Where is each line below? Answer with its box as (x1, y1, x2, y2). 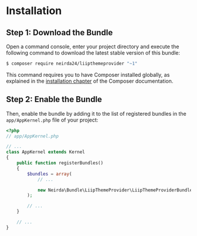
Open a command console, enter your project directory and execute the (6, 43, 179, 50)
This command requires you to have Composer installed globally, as (6, 71, 170, 78)
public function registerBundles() (16, 160, 104, 166)
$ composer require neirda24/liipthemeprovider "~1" (6, 60, 138, 66)
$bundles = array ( (27, 171, 72, 177)
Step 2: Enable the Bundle (6, 95, 103, 104)
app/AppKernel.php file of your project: (6, 116, 98, 123)
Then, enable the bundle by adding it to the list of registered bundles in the (6, 110, 186, 117)
